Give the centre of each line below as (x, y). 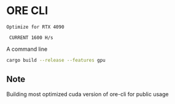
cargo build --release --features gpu (56, 60)
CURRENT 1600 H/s (31, 37)
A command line (27, 49)
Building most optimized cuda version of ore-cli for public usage (87, 94)
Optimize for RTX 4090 (35, 27)
